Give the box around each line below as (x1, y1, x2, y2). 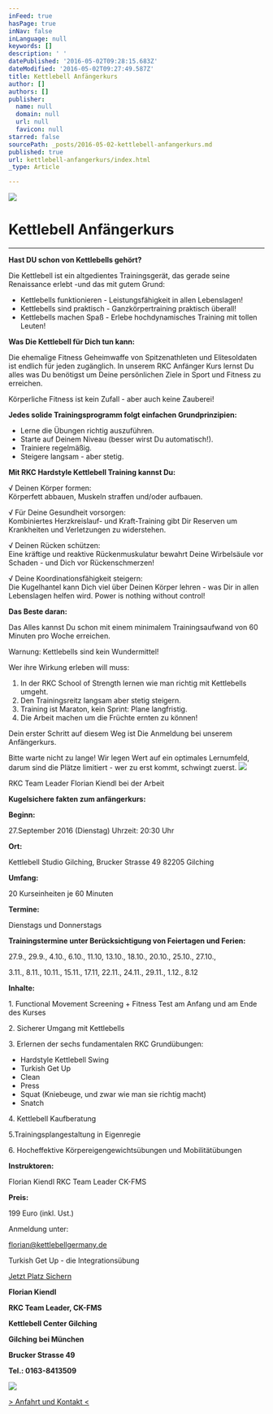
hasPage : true (8, 20, 57, 28)
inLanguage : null (8, 34, 67, 43)
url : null (15, 118, 49, 126)
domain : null (15, 111, 60, 119)
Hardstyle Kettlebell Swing (19, 1055, 110, 1065)
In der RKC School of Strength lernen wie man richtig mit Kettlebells (19, 678, 247, 688)
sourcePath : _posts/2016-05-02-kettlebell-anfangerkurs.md (8, 140, 213, 149)
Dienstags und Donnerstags (8, 920, 102, 930)
